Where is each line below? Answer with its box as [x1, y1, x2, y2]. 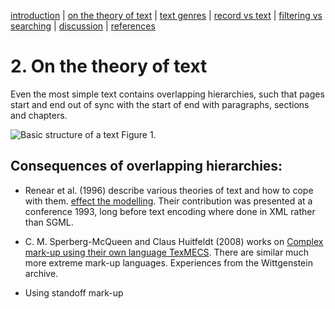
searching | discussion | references [10, 20, 156, 32]
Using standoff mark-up [24, 286, 124, 299]
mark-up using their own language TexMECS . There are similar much [24, 246, 309, 258]
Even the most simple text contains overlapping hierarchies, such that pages [10, 88, 325, 100]
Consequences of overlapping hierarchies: [10, 158, 283, 175]
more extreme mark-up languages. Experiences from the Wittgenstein [24, 256, 313, 269]
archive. [24, 267, 59, 279]
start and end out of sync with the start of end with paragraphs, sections [10, 98, 310, 110]
